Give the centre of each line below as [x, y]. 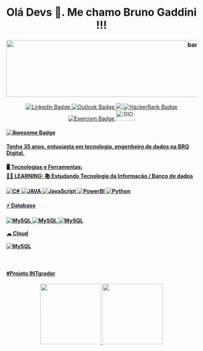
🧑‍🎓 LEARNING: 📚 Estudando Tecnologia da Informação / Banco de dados [100, 176]
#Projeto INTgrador [31, 274]
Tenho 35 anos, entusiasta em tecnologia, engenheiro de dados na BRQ [98, 146]
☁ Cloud [17, 233]
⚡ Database [21, 205]
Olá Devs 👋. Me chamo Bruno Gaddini [101, 12]
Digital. [16, 153]
